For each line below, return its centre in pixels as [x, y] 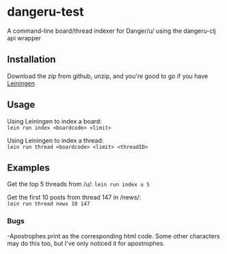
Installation [31, 60]
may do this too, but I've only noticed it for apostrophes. [86, 243]
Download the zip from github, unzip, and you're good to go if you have [108, 76]
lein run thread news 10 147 [49, 204]
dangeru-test [45, 12]
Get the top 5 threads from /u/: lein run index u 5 [79, 184]
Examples [28, 168]
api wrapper [24, 38]
